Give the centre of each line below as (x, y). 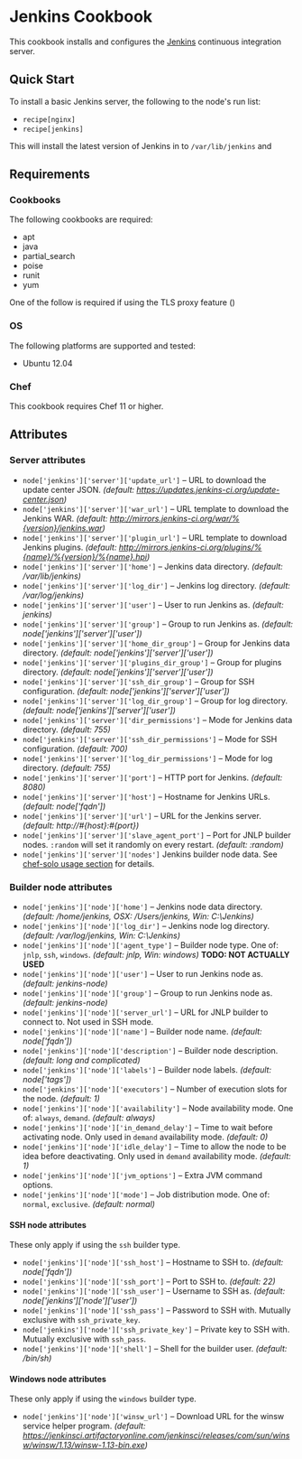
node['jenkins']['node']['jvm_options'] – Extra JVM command (142, 1176)
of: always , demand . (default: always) (89, 1118)
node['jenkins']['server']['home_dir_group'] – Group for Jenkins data (156, 643)
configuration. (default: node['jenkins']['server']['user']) (126, 691)
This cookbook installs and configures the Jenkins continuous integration (146, 42)
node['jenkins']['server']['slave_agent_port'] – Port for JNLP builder (156, 835)
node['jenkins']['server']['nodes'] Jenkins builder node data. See (150, 854)
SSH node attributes (48, 1224)
